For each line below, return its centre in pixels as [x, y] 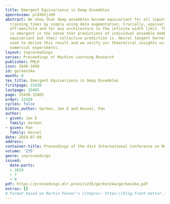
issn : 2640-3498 [22, 66]
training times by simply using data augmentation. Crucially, [78, 24]
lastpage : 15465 [22, 90]
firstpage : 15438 [24, 85]
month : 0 [14, 76]
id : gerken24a [20, 71]
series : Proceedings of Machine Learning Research [60, 57]
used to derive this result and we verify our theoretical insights [83, 43]
